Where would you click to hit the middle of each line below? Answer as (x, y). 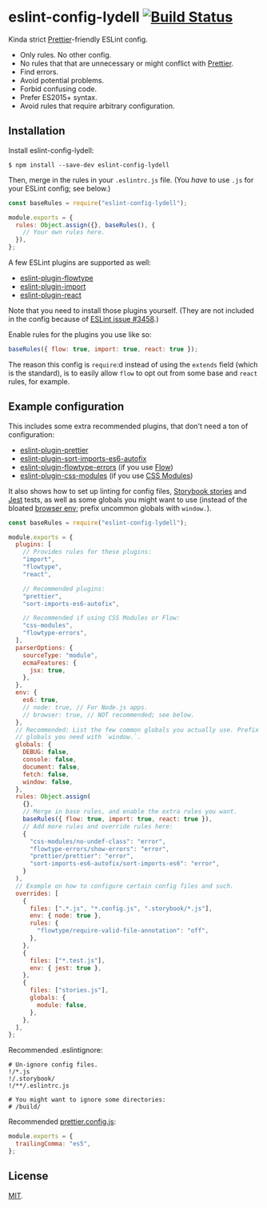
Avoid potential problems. (62, 80)
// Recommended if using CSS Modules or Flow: (102, 618)
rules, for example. (39, 381)
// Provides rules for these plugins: (87, 552)
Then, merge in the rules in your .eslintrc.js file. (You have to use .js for (131, 179)
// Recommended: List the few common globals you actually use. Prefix (137, 730)
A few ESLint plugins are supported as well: (80, 263)
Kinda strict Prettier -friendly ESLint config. (78, 39)
